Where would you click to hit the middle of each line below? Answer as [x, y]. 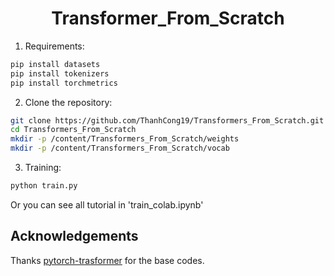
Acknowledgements [74, 236]
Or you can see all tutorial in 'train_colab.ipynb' [107, 204]
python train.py [44, 186]
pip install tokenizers [60, 73]
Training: [43, 168]
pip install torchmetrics [64, 83]
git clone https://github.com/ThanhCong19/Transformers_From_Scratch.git [167, 120]
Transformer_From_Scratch [168, 18]
